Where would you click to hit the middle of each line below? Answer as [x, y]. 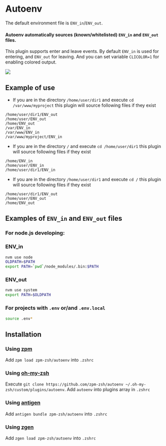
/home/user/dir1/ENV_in [30, 170]
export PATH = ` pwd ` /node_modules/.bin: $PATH [52, 267]
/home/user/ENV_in [25, 165]
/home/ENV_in [19, 161]
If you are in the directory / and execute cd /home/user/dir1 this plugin [87, 146]
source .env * [19, 318]
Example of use [30, 88]
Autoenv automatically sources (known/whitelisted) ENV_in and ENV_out [82, 35]
